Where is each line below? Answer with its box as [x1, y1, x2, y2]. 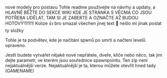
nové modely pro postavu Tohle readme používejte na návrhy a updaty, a [5, 4, 155, 10]
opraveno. [5, 42, 26, 48]
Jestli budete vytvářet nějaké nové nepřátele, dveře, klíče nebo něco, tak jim [5, 52, 162, 58]
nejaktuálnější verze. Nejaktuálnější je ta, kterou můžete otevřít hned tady [5, 63, 156, 69]
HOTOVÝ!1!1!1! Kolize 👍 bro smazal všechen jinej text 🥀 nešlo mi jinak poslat [5, 20, 162, 26]
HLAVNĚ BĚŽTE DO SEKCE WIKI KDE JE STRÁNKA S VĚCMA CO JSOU [5, 9, 152, 15]
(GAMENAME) [5, 68, 34, 74]
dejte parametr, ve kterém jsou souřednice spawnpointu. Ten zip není [5, 57, 148, 63]
